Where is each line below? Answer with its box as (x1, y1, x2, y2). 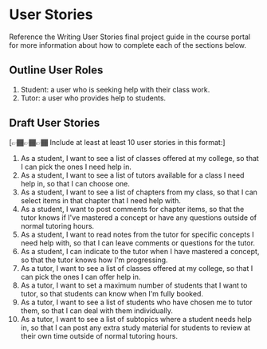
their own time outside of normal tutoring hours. (20, 331, 179, 340)
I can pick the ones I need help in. (20, 162, 132, 171)
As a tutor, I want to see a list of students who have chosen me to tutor (20, 297, 253, 307)
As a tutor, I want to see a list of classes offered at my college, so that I (20, 263, 253, 273)
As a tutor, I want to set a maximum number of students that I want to (20, 280, 248, 290)
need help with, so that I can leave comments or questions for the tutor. (20, 237, 256, 248)
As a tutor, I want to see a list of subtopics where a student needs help (20, 314, 252, 324)
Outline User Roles (9, 64, 104, 77)
